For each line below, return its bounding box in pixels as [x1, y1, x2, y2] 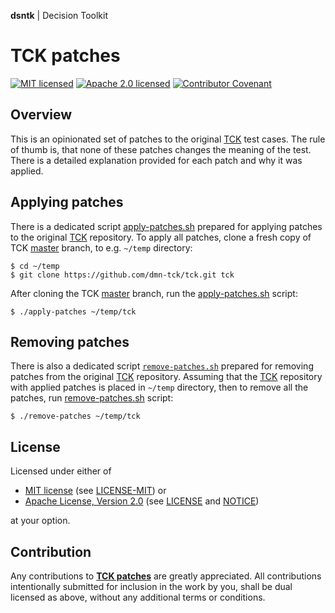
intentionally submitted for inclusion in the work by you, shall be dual [10, 581, 293, 592]
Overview [10, 106, 73, 124]
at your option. [10, 515, 71, 527]
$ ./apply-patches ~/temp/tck [10, 306, 137, 317]
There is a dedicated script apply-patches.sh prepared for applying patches [10, 220, 323, 232]
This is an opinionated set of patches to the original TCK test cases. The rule [10, 133, 326, 145]
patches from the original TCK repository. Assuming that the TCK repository [10, 371, 323, 383]
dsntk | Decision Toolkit [10, 10, 109, 21]
